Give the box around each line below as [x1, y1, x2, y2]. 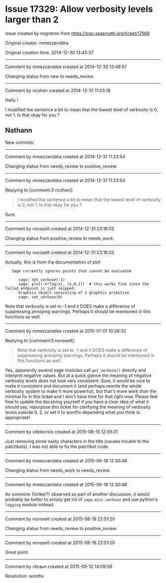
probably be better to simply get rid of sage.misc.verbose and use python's [5, 496, 158, 502]
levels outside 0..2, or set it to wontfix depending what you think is [5, 409, 140, 415]
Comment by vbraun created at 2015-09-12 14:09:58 [5, 563, 113, 569]
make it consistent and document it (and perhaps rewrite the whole [5, 383, 142, 389]
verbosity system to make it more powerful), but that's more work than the [5, 388, 157, 394]
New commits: [5, 139, 35, 145]
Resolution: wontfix [5, 573, 44, 579]
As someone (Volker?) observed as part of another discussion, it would [5, 491, 150, 497]
